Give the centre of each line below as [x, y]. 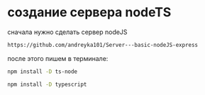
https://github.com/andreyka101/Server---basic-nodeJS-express [103, 45]
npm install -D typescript [47, 84]
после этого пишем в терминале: [58, 58]
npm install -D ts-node [43, 72]
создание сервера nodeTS [89, 12]
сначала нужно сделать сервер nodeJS [67, 32]
